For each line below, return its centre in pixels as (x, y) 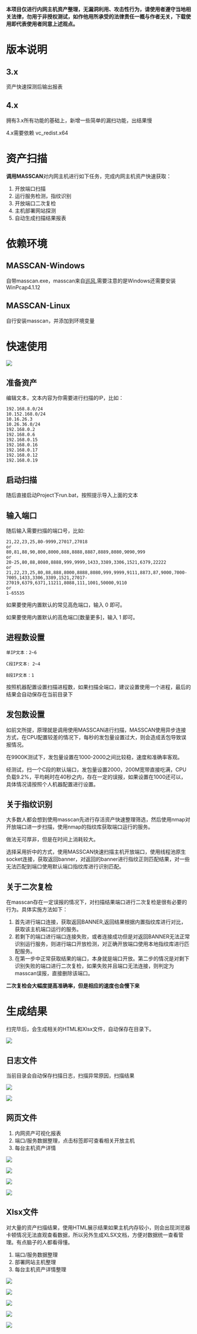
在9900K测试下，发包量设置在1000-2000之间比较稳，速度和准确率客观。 (94, 757)
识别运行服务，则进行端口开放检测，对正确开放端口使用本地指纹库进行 (99, 944)
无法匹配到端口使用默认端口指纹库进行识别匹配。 (65, 867)
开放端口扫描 (30, 188)
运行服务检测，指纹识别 (43, 196)
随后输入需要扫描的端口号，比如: (45, 530)
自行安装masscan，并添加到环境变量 (50, 321)
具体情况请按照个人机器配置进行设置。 (52, 784)
